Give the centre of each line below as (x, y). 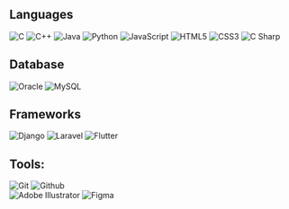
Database (37, 65)
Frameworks (45, 114)
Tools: (27, 164)
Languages (41, 15)
